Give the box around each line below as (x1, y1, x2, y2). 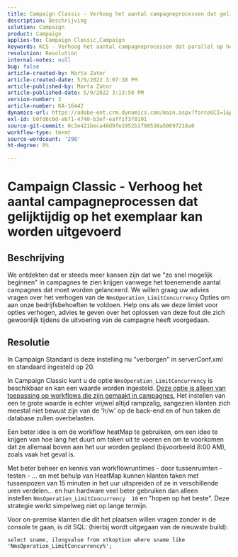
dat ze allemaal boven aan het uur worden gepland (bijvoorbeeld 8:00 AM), (7, 442, 227, 451)
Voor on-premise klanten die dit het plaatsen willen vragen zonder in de (7, 515, 216, 524)
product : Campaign (7, 30, 62, 38)
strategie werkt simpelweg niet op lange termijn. (7, 501, 148, 510)
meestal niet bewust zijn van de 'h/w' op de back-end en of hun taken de (7, 406, 221, 415)
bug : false (7, 63, 40, 70)
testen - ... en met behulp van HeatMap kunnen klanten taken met (7, 471, 199, 480)
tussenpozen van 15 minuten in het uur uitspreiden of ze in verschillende (7, 478, 219, 487)
